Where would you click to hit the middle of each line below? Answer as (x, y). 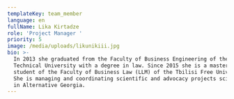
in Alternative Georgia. (49, 85)
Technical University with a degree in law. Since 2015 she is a (110, 66)
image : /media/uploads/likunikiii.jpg (63, 46)
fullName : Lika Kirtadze (43, 26)
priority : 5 (24, 40)
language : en (26, 20)
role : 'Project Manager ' (45, 33)
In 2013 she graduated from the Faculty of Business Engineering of (115, 59)
